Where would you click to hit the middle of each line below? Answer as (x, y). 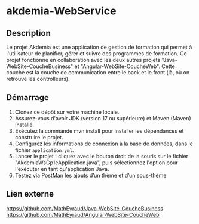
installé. (25, 125)
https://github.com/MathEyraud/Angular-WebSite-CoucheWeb (83, 214)
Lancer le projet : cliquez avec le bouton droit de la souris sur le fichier (102, 156)
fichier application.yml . (44, 150)
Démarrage (27, 97)
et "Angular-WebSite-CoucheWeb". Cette (125, 66)
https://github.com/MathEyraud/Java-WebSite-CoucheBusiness (85, 208)
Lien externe (30, 194)
